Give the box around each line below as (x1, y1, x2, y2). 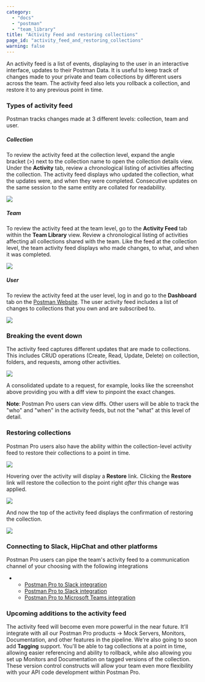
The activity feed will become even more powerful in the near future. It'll (6, 623, 188, 631)
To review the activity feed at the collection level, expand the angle (6, 151, 175, 159)
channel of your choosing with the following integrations (6, 562, 149, 570)
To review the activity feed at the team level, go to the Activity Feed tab (6, 225, 188, 232)
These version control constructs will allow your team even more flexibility (6, 662, 193, 670)
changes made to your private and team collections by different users (6, 73, 182, 80)
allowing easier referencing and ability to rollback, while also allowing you (6, 649, 192, 656)
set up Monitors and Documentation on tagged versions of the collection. (6, 656, 191, 663)
